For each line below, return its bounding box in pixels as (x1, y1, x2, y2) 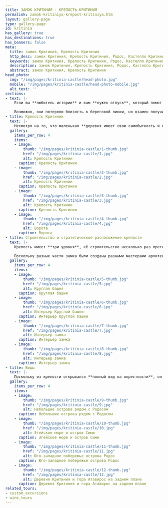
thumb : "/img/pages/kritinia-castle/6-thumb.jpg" (23, 300, 128, 305)
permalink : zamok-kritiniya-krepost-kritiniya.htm (5, 12, 113, 17)
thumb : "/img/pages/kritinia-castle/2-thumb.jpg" (23, 170, 128, 175)
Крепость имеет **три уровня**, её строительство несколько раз (14, 244, 151, 249)
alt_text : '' (9, 86, 37, 92)
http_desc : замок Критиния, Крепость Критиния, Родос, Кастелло (9, 54, 146, 59)
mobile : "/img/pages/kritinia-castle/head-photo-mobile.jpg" (9, 82, 140, 87)
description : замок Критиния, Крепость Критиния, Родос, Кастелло (9, 63, 151, 68)
